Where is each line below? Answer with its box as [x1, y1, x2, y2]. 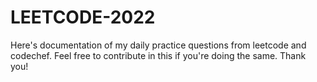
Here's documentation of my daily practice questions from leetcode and [10, 39, 307, 51]
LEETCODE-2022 [10, 6, 156, 29]
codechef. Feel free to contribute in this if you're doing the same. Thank [10, 49, 307, 61]
